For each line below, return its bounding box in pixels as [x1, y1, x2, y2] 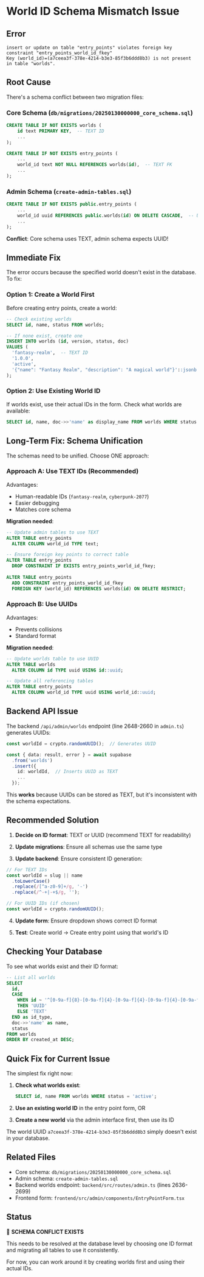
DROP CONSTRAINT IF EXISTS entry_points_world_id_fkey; [12, 563, 156, 569]
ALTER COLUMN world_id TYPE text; [12, 540, 99, 547]
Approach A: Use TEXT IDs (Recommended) [6, 467, 139, 476]
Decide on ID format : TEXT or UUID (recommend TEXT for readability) [15, 831, 191, 838]
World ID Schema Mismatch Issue [6, 4, 180, 18]
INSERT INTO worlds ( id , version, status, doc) [6, 338, 129, 345]
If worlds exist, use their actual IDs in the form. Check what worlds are [6, 400, 182, 408]
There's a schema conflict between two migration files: [6, 93, 144, 101]
